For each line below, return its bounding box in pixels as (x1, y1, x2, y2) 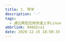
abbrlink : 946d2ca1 (5, 25, 45, 30)
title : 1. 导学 (5, 7, 35, 12)
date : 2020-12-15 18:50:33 (5, 29, 60, 34)
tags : (5, 16, 16, 21)
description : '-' (5, 12, 41, 16)
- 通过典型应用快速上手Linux (9, 20, 62, 26)
